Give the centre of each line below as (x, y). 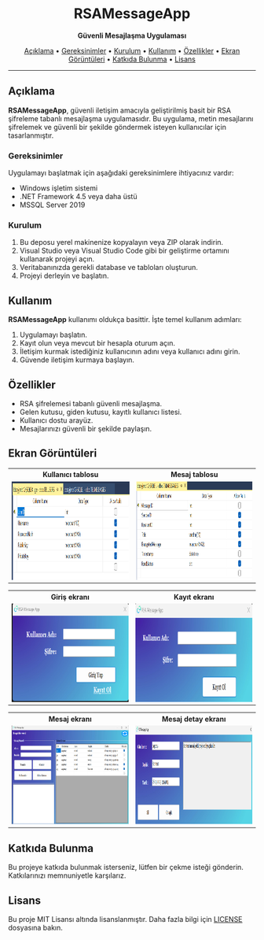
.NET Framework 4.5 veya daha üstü (78, 197)
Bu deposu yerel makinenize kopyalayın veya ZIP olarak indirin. (121, 242)
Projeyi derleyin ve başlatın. (64, 276)
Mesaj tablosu (194, 475)
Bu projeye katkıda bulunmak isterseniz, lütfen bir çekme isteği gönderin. (126, 868)
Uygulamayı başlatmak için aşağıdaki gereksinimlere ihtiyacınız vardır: (121, 173)
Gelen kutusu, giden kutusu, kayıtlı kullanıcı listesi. (101, 412)
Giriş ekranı (70, 597)
